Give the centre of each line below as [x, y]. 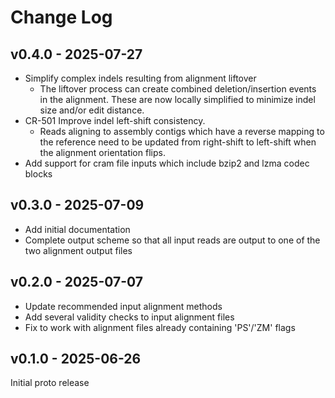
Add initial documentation [77, 229]
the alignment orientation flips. [102, 152]
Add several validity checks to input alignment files [129, 317]
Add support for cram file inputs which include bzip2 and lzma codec [167, 163]
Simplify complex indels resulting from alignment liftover [140, 78]
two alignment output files [78, 250]
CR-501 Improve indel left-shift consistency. [115, 120]
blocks [38, 174]
